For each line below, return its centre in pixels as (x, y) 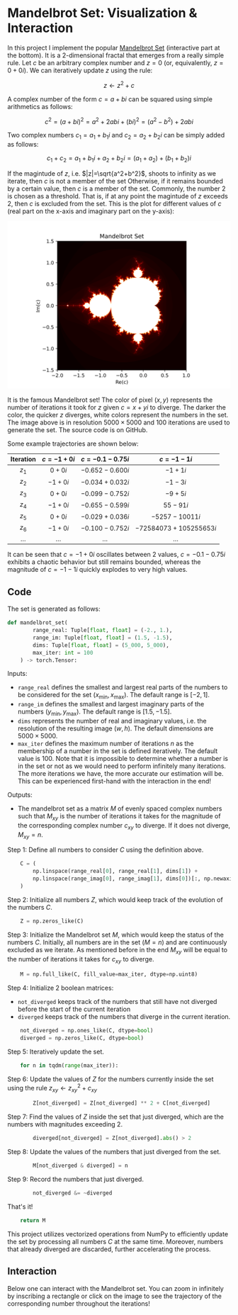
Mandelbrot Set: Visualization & (102, 13)
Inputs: (17, 674)
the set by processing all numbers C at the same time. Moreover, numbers (115, 1241)
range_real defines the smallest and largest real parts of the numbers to (123, 687)
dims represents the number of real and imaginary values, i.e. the (112, 721)
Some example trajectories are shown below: (73, 444)
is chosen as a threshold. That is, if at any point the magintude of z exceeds (118, 196)
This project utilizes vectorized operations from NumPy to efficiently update (118, 1234)
